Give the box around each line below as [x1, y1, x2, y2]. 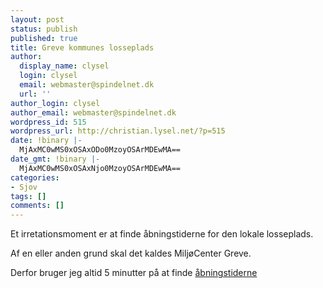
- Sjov [10, 182, 38, 192]
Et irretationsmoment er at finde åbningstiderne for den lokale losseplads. [10, 228, 314, 240]
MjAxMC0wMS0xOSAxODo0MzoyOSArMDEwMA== [19, 145, 182, 155]
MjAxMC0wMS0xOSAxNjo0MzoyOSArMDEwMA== [19, 163, 182, 173]
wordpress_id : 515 [10, 117, 87, 127]
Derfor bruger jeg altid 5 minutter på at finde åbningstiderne [10, 267, 258, 279]
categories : [10, 172, 60, 183]
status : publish [10, 24, 78, 34]
